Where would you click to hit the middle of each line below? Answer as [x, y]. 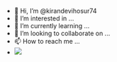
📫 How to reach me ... [47, 41]
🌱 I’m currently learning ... [52, 26]
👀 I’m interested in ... [44, 18]
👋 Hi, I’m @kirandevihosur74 [55, 11]
